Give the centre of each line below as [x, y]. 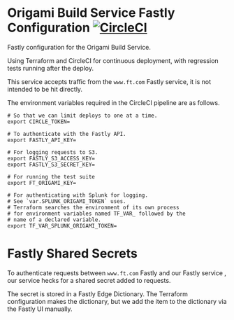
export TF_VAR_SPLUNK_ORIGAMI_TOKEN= [62, 225]
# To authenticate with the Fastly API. [67, 134]
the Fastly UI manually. [40, 309]
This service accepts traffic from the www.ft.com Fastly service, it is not [109, 81]
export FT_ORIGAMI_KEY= [42, 183]
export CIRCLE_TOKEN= [39, 121]
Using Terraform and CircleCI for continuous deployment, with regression [113, 60]
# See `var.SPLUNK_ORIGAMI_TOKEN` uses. [67, 201]
